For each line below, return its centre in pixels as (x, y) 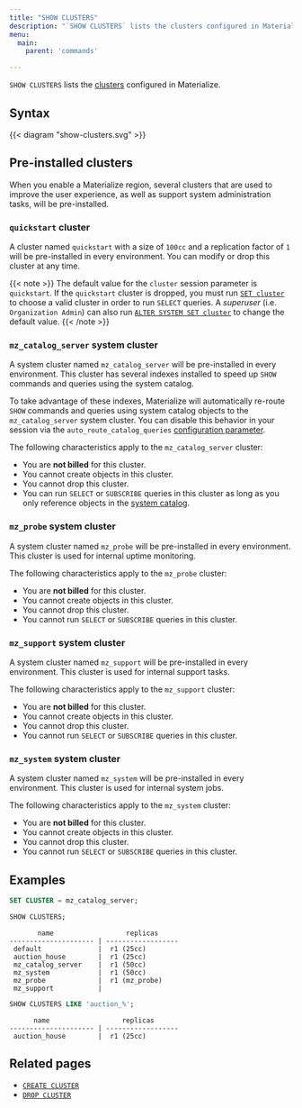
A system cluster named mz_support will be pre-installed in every (129, 662)
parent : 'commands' (62, 51)
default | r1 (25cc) (80, 949)
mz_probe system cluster (63, 526)
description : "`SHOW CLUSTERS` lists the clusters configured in (134, 26)
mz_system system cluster (65, 758)
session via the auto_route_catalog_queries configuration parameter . (138, 430)
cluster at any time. (45, 266)
